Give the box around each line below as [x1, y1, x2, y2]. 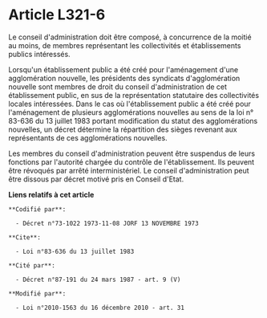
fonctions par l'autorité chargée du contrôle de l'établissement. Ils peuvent [8, 157, 255, 166]
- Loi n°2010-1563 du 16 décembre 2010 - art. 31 [15, 304, 184, 312]
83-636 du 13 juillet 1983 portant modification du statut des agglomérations [8, 116, 258, 125]
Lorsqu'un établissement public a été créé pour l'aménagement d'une [8, 64, 239, 74]
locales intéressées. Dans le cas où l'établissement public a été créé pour [8, 99, 251, 108]
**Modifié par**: [8, 289, 67, 298]
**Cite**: [8, 233, 42, 242]
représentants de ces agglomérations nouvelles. [8, 132, 168, 142]
